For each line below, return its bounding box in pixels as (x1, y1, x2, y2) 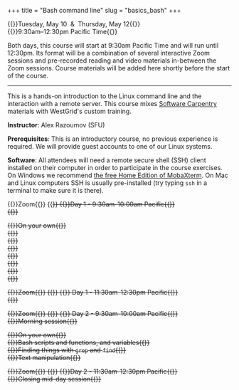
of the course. (7, 71, 48, 80)
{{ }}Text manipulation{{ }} (7, 354, 81, 362)
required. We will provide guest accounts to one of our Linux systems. (7, 142, 213, 150)
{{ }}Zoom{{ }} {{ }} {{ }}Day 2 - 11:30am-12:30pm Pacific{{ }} (7, 367, 178, 376)
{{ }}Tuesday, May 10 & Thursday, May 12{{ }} (7, 20, 141, 28)
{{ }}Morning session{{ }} (7, 317, 78, 325)
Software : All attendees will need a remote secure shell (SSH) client (7, 156, 206, 164)
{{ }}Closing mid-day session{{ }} (7, 375, 102, 383)
